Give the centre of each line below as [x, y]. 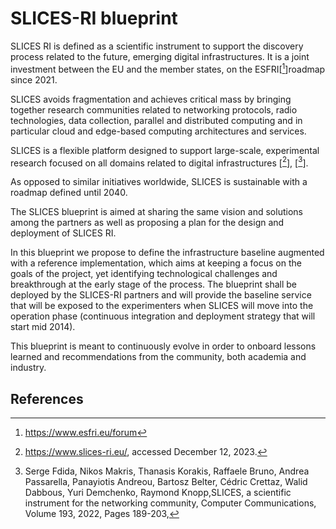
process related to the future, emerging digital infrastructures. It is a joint [160, 56]
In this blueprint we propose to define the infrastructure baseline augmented [167, 253]
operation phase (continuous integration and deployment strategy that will [163, 316]
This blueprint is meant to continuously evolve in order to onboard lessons [163, 346]
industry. [28, 368]
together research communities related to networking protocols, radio [154, 109]
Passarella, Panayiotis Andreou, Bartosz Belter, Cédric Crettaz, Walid [166, 482]
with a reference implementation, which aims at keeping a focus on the [156, 263]
